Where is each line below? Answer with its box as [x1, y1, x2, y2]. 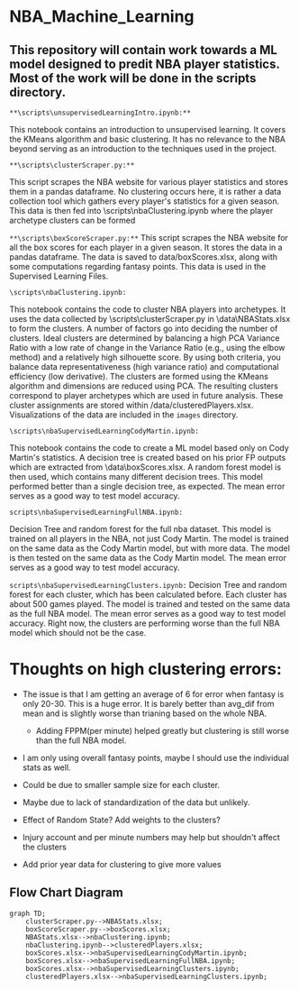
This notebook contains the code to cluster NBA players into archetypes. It [9, 304, 286, 315]
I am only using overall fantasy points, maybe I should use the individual [22, 752, 290, 763]
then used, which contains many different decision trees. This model [9, 472, 264, 481]
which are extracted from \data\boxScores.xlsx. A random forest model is [9, 462, 282, 472]
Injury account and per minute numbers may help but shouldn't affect [22, 831, 281, 842]
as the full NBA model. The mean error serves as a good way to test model [9, 609, 286, 619]
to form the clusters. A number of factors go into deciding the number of [9, 323, 278, 334]
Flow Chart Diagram [9, 885, 123, 901]
